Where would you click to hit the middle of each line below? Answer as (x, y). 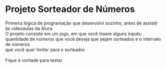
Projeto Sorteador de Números (70, 9)
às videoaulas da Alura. (29, 28)
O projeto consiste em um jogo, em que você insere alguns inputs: (73, 33)
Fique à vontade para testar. (34, 60)
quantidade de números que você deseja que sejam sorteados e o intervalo (83, 39)
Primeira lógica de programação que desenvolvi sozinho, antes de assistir (81, 23)
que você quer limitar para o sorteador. (46, 49)
